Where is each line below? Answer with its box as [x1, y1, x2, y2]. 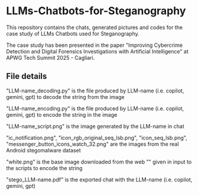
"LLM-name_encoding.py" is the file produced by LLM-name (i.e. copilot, [6, 105, 184, 112]
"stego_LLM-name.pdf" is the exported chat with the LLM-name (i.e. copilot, [6, 176, 193, 183]
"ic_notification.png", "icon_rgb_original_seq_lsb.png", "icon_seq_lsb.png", [6, 134, 187, 141]
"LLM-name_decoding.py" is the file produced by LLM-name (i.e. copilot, [6, 87, 184, 94]
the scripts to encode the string [6, 164, 83, 171]
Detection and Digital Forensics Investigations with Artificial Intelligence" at [6, 47, 189, 55]
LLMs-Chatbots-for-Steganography [6, 4, 186, 18]
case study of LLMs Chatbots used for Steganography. [6, 30, 140, 37]
